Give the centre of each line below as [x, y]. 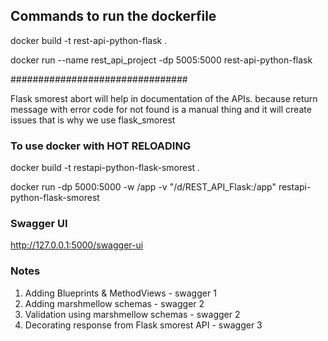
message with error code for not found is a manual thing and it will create [161, 109]
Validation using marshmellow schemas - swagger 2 [132, 314]
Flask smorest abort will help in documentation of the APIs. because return [164, 98]
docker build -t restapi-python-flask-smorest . [105, 168]
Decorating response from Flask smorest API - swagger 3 [143, 325]
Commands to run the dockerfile [113, 16]
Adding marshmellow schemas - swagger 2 [114, 303]
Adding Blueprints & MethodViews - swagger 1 [120, 293]
